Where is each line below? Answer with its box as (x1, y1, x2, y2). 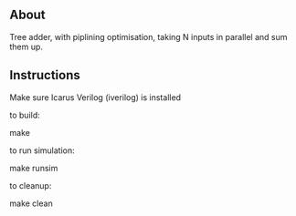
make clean (9, 198, 53, 209)
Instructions (9, 67, 80, 83)
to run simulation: (9, 145, 75, 156)
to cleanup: (9, 180, 52, 190)
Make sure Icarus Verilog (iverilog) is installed (9, 91, 181, 103)
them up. (9, 41, 44, 52)
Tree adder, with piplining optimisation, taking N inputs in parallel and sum (9, 31, 288, 42)
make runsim (9, 162, 58, 173)
